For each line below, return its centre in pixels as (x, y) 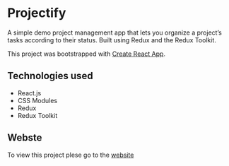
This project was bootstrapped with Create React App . (87, 54)
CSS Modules (37, 100)
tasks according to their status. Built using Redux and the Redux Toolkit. (112, 40)
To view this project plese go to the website (71, 155)
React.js (29, 93)
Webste (25, 138)
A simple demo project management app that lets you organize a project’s (115, 32)
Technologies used (50, 76)
